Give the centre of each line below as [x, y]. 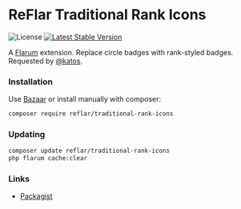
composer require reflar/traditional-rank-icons [91, 114]
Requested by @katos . [45, 61]
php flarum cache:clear [48, 159]
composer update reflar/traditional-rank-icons [89, 151]
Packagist [36, 196]
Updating [27, 135]
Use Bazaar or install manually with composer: [85, 99]
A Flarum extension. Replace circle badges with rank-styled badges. [121, 52]
